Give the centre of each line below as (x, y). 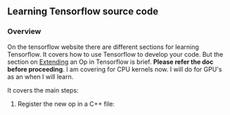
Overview (24, 32)
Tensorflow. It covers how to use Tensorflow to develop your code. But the (115, 54)
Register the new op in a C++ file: (66, 104)
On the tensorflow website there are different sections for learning (103, 47)
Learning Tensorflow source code (83, 12)
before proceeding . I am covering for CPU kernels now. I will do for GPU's (115, 69)
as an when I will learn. (40, 76)
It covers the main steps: (43, 90)
